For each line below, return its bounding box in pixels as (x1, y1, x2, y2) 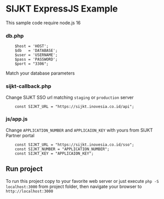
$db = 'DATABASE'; (15, 48, 58, 53)
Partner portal (6, 132, 35, 139)
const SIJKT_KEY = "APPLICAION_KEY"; (15, 151, 94, 156)
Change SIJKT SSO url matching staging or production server (6, 94, 134, 100)
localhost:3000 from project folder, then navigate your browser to (6, 183, 142, 189)
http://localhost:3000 (6, 188, 53, 194)
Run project (6, 165, 43, 173)
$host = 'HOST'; (15, 44, 49, 49)
